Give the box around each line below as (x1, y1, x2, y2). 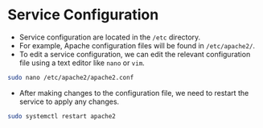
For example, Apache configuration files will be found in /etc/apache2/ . (18, 40, 255, 50)
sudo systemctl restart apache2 (7, 112, 116, 120)
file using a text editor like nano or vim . (18, 58, 146, 68)
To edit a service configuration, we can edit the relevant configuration (18, 49, 251, 59)
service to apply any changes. (18, 97, 120, 106)
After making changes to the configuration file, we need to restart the (18, 88, 249, 97)
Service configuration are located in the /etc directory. (18, 32, 201, 42)
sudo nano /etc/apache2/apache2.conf (7, 73, 134, 81)
